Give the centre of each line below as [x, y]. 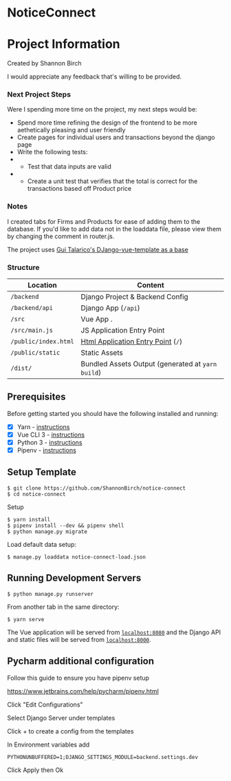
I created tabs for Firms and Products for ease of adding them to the [104, 221]
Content [151, 285]
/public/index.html [42, 342]
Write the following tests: [52, 152]
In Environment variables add [48, 744]
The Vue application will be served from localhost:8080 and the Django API [114, 632]
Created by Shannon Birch [44, 63]
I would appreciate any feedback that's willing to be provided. [95, 76]
